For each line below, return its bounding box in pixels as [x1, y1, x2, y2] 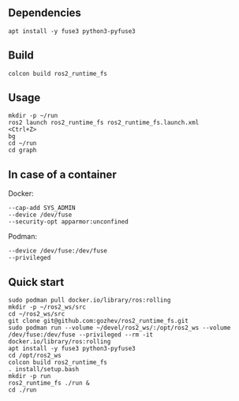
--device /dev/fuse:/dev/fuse [8, 247, 108, 255]
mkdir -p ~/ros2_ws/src [8, 303, 87, 311]
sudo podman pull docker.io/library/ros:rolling [8, 296, 171, 305]
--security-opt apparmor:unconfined [8, 218, 129, 226]
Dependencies [8, 6, 81, 20]
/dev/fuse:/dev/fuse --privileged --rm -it [8, 331, 154, 339]
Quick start [8, 275, 65, 289]
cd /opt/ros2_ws [8, 351, 62, 360]
